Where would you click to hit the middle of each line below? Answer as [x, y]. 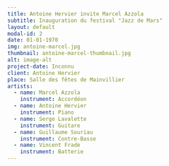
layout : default [31, 27]
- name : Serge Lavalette [50, 119]
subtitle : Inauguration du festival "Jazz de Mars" [85, 20]
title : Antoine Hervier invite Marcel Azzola [75, 14]
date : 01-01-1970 [33, 40]
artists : [20, 86]
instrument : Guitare [50, 125]
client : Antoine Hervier [44, 73]
